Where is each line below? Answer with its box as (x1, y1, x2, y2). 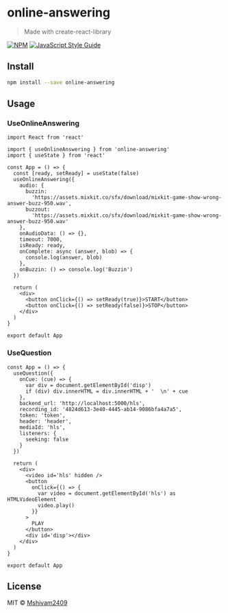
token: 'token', (19, 412, 66, 419)
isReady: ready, (19, 242, 66, 249)
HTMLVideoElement (7, 496, 57, 502)
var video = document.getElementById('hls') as (37, 489, 176, 497)
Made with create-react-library (23, 27, 112, 36)
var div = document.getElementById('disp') (25, 382, 152, 389)
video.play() (37, 502, 75, 509)
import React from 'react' (7, 134, 84, 141)
